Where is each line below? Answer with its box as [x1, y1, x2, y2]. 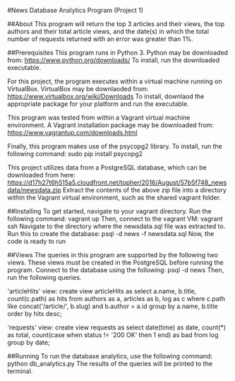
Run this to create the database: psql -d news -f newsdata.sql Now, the [7, 230, 215, 238]
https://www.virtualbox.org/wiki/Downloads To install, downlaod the [7, 92, 205, 100]
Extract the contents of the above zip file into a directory [62, 186, 227, 194]
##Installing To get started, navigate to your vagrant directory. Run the [7, 207, 212, 215]
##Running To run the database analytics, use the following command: [7, 352, 213, 360]
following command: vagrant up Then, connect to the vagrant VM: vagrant [7, 215, 224, 223]
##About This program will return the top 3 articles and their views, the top [7, 20, 225, 28]
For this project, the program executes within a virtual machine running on [7, 77, 222, 86]
